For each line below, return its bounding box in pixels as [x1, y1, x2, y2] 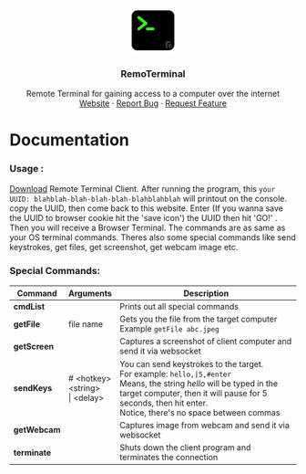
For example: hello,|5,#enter [119, 368, 232, 379]
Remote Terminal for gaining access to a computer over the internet [25, 89, 280, 100]
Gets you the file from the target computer [119, 313, 278, 325]
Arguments [67, 288, 112, 299]
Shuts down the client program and [119, 442, 251, 453]
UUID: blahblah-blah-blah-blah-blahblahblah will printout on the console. [9, 193, 288, 204]
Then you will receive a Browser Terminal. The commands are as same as [9, 222, 286, 233]
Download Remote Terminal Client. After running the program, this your [9, 183, 276, 194]
